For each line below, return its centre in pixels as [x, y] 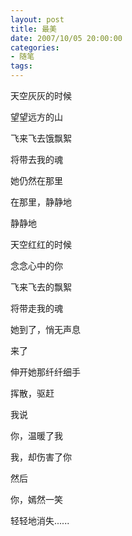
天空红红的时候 [41, 244]
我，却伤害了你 [41, 457]
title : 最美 [33, 29]
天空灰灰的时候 [41, 95]
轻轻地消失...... [40, 520]
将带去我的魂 [36, 159]
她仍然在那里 [36, 180]
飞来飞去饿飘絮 [41, 138]
